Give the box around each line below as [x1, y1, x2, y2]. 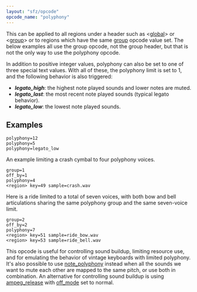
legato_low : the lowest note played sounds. [14, 103, 121, 110]
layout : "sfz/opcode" [6, 8, 59, 15]
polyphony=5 [6, 140, 35, 147]
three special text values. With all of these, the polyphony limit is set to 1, [6, 66, 182, 73]
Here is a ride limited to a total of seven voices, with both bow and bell [6, 193, 176, 200]
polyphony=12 [6, 136, 38, 142]
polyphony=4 [6, 177, 35, 184]
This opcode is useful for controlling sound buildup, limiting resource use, [6, 248, 185, 255]
